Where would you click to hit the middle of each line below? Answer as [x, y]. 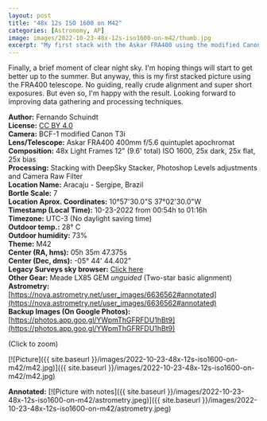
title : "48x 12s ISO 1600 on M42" [66, 23]
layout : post [30, 16]
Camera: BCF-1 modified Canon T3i [67, 134]
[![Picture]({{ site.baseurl [49, 360]
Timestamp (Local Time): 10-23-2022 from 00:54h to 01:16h [108, 210]
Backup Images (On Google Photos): [70, 312]
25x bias [22, 159]
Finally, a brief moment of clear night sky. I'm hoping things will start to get [130, 68]
